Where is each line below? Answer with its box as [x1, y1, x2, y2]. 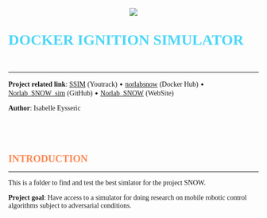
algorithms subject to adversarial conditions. [8, 201, 132, 210]
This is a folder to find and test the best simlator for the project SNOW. [8, 179, 207, 187]
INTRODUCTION [8, 153, 89, 165]
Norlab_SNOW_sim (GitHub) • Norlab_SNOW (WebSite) [8, 88, 174, 97]
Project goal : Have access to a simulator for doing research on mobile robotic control [8, 193, 247, 202]
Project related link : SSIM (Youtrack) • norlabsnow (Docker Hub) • [8, 80, 205, 88]
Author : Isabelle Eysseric [8, 104, 81, 112]
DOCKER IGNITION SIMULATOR [8, 31, 244, 48]
